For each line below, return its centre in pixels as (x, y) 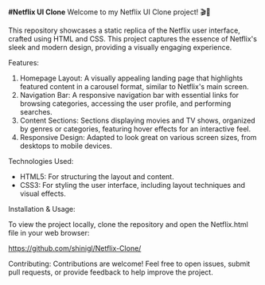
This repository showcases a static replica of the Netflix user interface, (124, 30)
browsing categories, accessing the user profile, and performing (125, 103)
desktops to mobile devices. (66, 146)
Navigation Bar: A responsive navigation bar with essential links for (129, 95)
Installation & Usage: (42, 209)
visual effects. (43, 193)
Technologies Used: (41, 161)
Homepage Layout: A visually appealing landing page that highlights (131, 78)
